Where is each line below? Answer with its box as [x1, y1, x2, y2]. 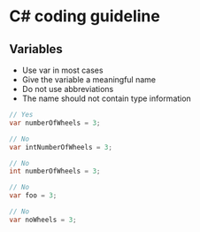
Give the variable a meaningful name [21, 74, 157, 85]
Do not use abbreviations [21, 84, 114, 94]
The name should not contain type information [21, 93, 192, 104]
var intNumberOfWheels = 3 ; [9, 143, 113, 151]
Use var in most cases [21, 65, 104, 75]
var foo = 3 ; [9, 191, 58, 200]
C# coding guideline [9, 6, 161, 27]
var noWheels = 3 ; [9, 215, 77, 224]
